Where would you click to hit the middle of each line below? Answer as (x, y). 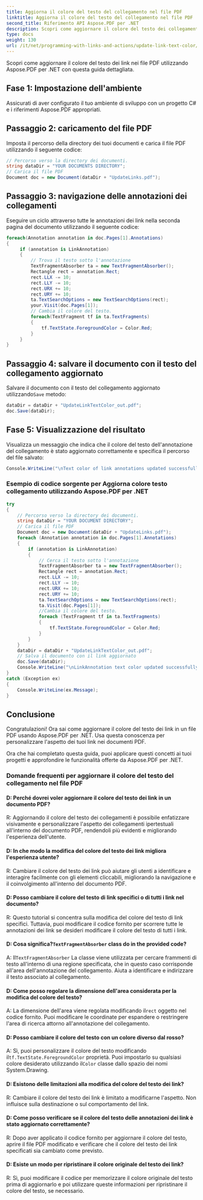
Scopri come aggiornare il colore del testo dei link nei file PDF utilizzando (97, 63)
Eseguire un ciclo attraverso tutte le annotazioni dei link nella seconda (93, 220)
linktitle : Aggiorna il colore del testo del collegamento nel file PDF (100, 18)
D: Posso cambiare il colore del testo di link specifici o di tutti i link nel (95, 898)
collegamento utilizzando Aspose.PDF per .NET (78, 491)
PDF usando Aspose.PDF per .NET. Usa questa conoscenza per (85, 735)
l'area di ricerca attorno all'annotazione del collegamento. (78, 1024)
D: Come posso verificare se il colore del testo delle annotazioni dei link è (100, 1118)
